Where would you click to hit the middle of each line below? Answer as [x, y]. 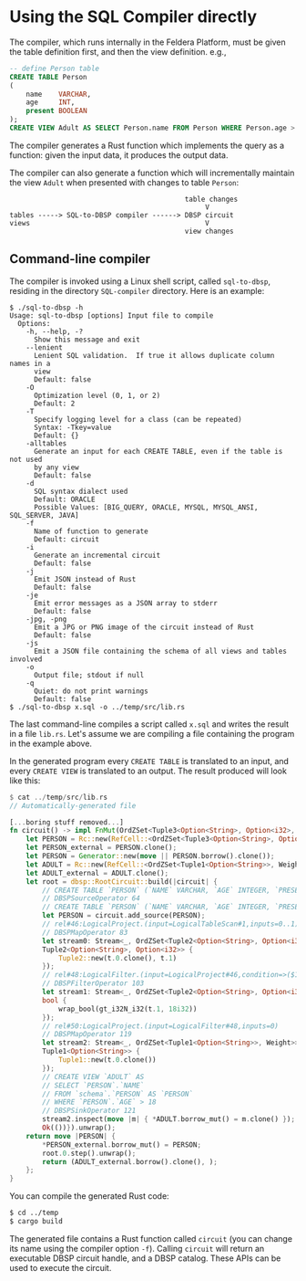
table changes [211, 199]
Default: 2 [54, 404]
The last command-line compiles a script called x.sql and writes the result [149, 724]
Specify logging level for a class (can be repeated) [138, 419]
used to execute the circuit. [61, 1267]
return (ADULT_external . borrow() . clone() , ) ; [130, 1161]
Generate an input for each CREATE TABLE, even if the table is [158, 451]
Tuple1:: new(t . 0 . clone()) [107, 1060]
